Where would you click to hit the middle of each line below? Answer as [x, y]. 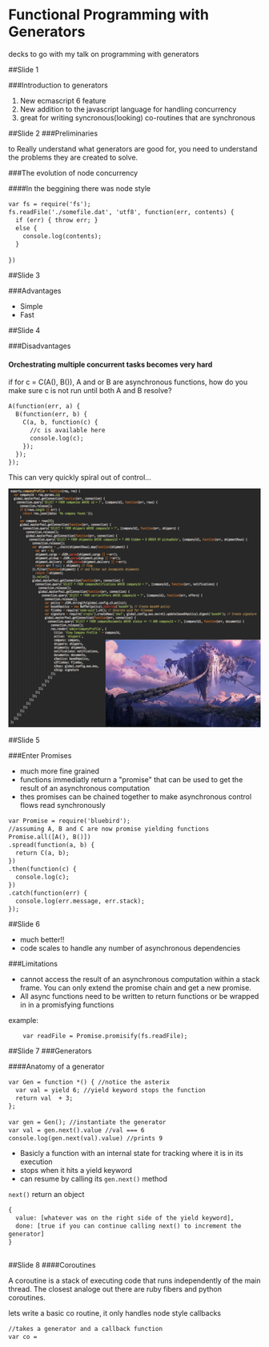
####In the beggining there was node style [80, 188]
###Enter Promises [40, 755]
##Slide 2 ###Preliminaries [53, 133]
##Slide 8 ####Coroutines [52, 1264]
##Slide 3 [24, 275]
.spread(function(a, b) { [51, 845]
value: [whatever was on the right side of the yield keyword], [125, 1218]
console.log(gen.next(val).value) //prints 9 [85, 1138]
